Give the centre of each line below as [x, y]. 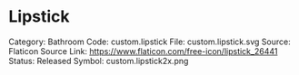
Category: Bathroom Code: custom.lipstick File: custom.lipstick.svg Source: [150, 42]
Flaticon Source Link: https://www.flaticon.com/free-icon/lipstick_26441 [143, 51]
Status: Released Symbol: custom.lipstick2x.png [99, 61]
